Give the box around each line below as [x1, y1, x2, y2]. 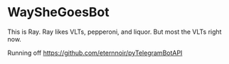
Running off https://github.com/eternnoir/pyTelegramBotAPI [7, 49, 183, 57]
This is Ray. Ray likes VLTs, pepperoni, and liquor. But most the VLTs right [7, 27, 222, 36]
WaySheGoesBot [7, 4, 110, 20]
